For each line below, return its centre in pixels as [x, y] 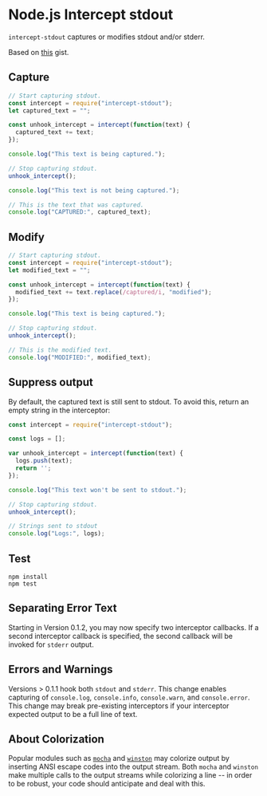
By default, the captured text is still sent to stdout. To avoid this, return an [129, 401]
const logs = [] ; [37, 439]
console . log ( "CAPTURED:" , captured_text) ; [80, 212]
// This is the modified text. [60, 350]
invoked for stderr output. [51, 644]
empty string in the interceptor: [59, 410]
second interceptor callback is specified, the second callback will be [121, 636]
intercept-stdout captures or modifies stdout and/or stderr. [107, 37]
